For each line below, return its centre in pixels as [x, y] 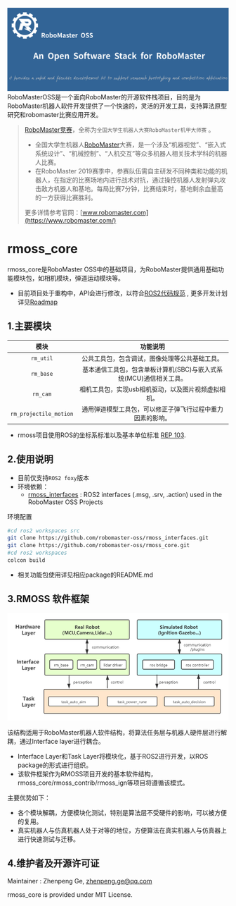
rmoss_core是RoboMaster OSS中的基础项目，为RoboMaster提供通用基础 [113, 269]
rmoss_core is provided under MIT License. [70, 894]
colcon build [26, 561]
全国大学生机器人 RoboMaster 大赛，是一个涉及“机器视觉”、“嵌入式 [131, 145]
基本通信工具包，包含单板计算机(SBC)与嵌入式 [149, 369]
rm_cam [42, 394]
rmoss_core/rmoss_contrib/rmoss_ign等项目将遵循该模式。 [103, 783]
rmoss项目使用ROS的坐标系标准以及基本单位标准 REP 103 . [101, 435]
